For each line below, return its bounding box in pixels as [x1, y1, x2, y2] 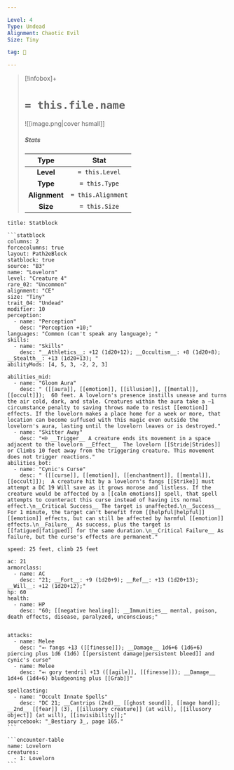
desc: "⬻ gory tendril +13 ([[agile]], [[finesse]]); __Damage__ [20, 669, 216, 676]
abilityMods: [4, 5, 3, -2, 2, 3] [7, 361, 109, 368]
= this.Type [79, 180, 119, 188]
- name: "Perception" [13, 318, 77, 326]
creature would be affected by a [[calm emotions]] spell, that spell [7, 490, 218, 498]
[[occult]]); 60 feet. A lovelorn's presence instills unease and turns [7, 392, 228, 399]
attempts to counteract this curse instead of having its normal [7, 496, 202, 503]
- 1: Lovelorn [13, 755, 55, 762]
